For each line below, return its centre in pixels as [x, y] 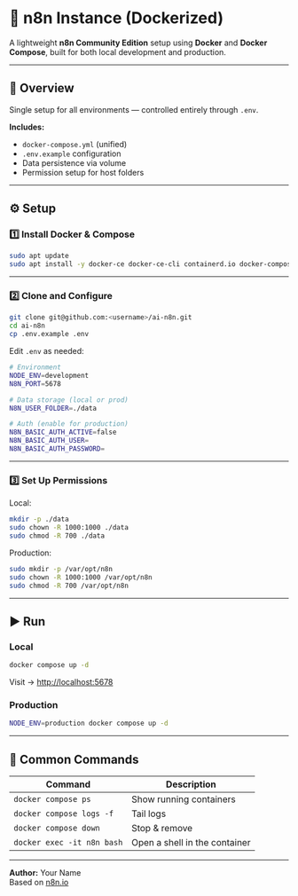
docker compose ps [52, 799]
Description [191, 784]
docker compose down [57, 828]
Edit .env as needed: [47, 351]
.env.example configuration [71, 153]
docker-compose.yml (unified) [74, 144]
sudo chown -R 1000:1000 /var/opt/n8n [81, 577]
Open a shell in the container [191, 843]
